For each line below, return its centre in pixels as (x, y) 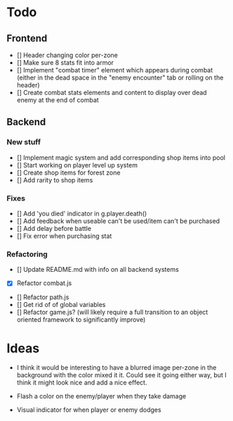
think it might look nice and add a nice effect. (82, 383)
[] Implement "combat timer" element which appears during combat (115, 70)
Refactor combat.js (44, 283)
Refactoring (27, 254)
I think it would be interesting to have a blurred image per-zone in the (116, 367)
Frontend (27, 38)
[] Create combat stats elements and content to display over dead (112, 93)
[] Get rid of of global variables (61, 305)
